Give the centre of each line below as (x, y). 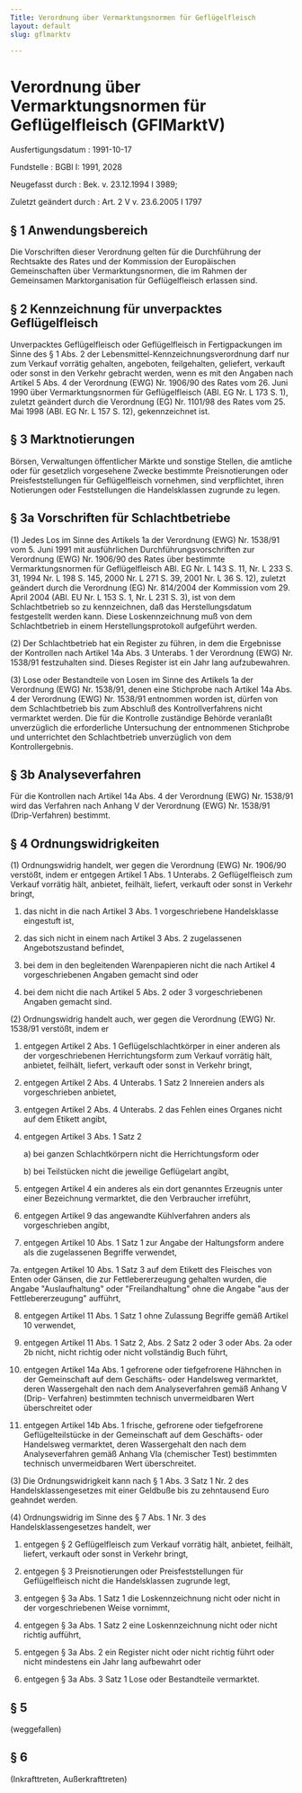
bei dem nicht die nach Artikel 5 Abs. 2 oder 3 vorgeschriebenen (143, 992)
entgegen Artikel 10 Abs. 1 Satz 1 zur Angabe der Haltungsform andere (153, 1243)
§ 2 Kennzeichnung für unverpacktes (116, 309)
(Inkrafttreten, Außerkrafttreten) (69, 1779)
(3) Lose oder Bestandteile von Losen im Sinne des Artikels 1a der (132, 679)
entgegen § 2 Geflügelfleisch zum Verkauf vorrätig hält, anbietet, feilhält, (158, 1544)
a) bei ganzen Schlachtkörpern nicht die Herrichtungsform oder (141, 1154)
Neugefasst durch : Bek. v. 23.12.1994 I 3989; (94, 184)
